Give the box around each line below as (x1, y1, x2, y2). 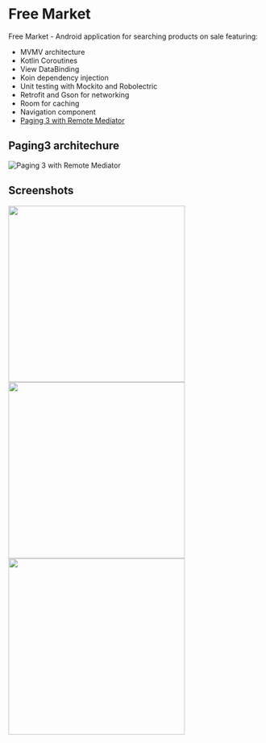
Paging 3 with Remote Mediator (19, 115, 125, 125)
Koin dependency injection (19, 73, 109, 82)
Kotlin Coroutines (19, 56, 78, 65)
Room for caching (19, 98, 80, 108)
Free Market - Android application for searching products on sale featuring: (8, 31, 258, 41)
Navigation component (19, 106, 97, 117)
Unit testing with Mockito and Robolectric (19, 81, 158, 91)
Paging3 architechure (8, 139, 119, 153)
